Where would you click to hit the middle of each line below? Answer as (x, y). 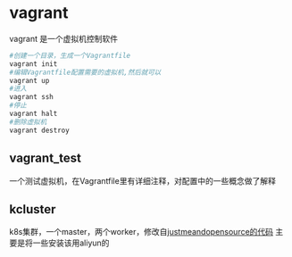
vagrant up (29, 80)
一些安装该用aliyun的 (71, 243)
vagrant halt (33, 114)
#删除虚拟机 (28, 122)
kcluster (33, 209)
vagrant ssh (31, 97)
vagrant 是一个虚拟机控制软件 (64, 38)
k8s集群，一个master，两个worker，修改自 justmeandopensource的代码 (142, 232)
